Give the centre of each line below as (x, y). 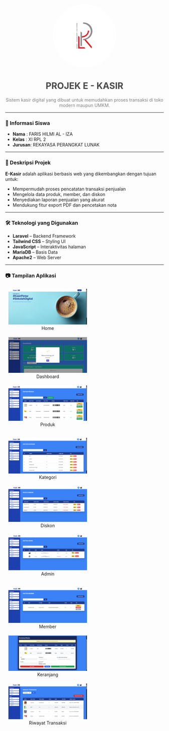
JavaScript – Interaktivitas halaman (49, 247)
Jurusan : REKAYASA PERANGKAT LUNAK (56, 145)
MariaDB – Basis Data (35, 252)
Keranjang (48, 675)
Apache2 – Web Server (37, 257)
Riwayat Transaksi (48, 723)
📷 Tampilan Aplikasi (31, 275)
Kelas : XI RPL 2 (29, 139)
